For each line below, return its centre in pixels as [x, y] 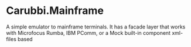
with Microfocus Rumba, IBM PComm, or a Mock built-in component [88, 32]
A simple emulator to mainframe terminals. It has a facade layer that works [96, 27]
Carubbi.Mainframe [55, 11]
